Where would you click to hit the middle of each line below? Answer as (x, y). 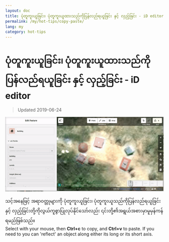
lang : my (14, 27)
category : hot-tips (26, 32)
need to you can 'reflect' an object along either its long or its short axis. (79, 234)
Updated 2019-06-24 (39, 110)
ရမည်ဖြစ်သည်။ (20, 220)
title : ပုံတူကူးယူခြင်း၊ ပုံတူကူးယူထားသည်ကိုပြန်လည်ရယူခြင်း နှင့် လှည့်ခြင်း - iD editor (84, 16)
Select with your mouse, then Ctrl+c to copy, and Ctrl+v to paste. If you (80, 228)
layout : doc (18, 11)
